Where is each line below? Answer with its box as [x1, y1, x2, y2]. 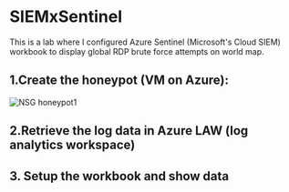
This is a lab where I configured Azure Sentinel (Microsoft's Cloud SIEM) [9, 36, 281, 47]
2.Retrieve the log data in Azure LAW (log [9, 123, 249, 138]
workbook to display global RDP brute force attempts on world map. [9, 45, 264, 56]
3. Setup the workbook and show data [9, 168, 230, 184]
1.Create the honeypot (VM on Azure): [9, 73, 230, 88]
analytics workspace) [9, 137, 136, 153]
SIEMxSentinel [9, 6, 123, 27]
